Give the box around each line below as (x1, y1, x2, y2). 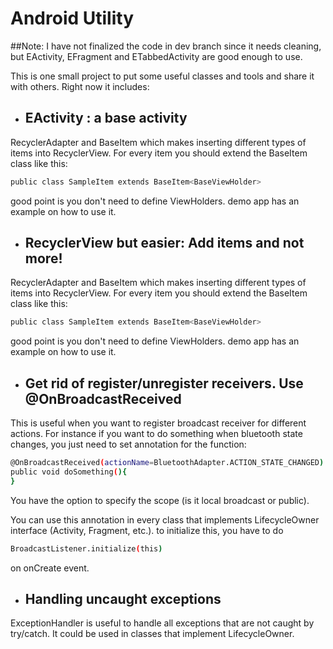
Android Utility (10, 7, 134, 30)
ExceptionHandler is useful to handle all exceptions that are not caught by (10, 617, 315, 629)
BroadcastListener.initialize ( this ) (10, 543, 163, 554)
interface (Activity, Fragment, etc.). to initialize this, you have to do (10, 524, 284, 536)
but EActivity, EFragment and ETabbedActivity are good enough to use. (10, 50, 303, 62)
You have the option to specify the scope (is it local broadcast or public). (10, 494, 310, 506)
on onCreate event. (10, 562, 90, 574)
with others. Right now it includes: (10, 80, 150, 92)
